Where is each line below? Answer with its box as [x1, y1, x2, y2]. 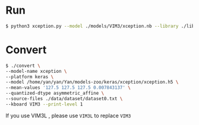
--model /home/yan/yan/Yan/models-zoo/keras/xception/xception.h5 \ [5, 79, 179, 85]
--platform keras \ [5, 73, 54, 80]
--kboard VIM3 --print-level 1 [5, 101, 83, 107]
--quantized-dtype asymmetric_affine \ [5, 90, 105, 97]
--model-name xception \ [5, 68, 67, 74]
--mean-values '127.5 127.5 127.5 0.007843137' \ [5, 85, 131, 91]
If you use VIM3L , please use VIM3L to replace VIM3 [5, 112, 131, 119]
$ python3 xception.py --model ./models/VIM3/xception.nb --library [5, 23, 179, 29]
